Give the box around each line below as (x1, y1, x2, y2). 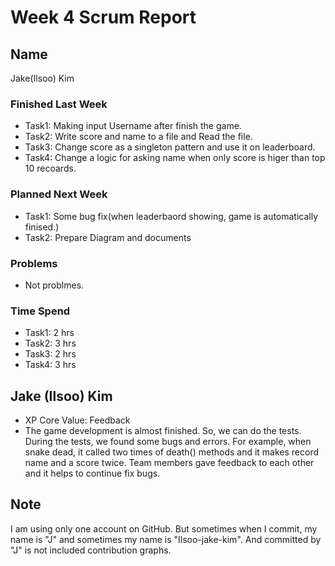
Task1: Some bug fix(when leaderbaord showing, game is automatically (24, 210, 319, 222)
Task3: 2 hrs (24, 348, 77, 360)
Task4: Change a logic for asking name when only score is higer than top (24, 152, 326, 164)
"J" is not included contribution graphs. (10, 544, 172, 556)
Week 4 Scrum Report (10, 6, 197, 29)
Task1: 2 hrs (24, 327, 75, 339)
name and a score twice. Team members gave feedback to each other (24, 457, 315, 468)
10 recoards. (24, 162, 77, 175)
